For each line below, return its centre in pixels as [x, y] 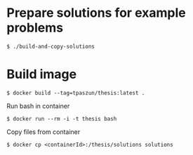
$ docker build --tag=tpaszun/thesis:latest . [76, 93]
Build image [42, 74]
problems [35, 28]
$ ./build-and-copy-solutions [51, 46]
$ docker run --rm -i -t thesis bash [62, 119]
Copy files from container [44, 132]
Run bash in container [38, 106]
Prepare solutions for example [96, 13]
